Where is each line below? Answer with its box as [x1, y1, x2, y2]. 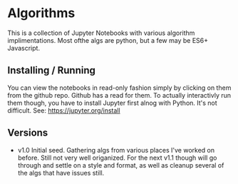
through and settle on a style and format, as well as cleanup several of [17, 160, 224, 169]
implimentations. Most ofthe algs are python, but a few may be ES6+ [7, 36, 209, 44]
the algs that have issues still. [17, 168, 105, 177]
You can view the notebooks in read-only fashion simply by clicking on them [7, 83, 232, 92]
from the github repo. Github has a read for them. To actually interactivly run [7, 91, 232, 99]
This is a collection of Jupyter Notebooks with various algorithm [7, 29, 195, 37]
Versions [7, 127, 48, 139]
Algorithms [7, 5, 76, 21]
